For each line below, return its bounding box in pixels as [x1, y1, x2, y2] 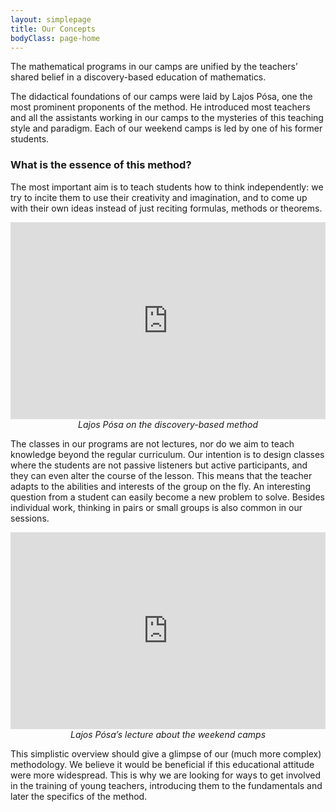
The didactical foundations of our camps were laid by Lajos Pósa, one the [10, 91, 313, 103]
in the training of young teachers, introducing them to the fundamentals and [10, 779, 323, 791]
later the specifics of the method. [10, 790, 148, 802]
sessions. [10, 512, 50, 524]
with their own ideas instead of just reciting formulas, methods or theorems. [10, 202, 323, 214]
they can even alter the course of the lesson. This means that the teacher [10, 469, 313, 481]
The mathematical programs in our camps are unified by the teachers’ [10, 61, 298, 73]
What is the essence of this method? [10, 158, 192, 172]
